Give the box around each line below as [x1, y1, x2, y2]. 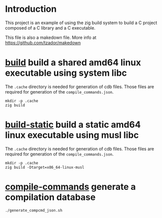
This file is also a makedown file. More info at [5, 34, 97, 40]
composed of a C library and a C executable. [5, 25, 96, 31]
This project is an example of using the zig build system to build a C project [5, 20, 158, 26]
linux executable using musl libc [5, 129, 139, 141]
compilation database [5, 192, 96, 203]
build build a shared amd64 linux [5, 57, 141, 68]
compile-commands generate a [5, 181, 136, 192]
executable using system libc [5, 67, 127, 79]
